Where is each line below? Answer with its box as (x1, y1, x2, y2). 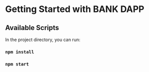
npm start (5, 61, 29, 67)
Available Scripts (5, 23, 59, 32)
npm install (5, 49, 34, 54)
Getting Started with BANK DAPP (5, 3, 144, 15)
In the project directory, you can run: (5, 36, 80, 42)
